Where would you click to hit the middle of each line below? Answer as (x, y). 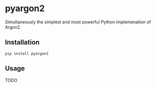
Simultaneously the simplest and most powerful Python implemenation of (78, 22)
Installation (22, 43)
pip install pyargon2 (27, 53)
